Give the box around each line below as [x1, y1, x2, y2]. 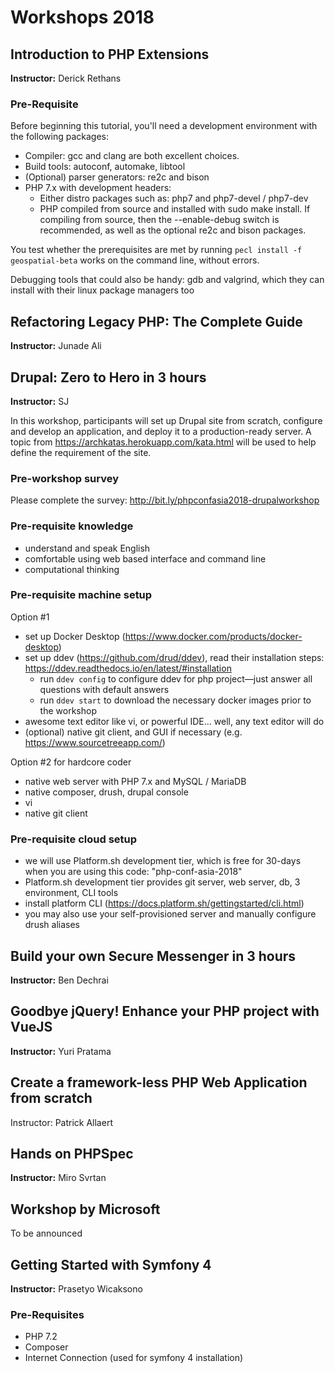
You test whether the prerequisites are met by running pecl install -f [10, 244, 303, 256]
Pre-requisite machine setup [10, 588, 153, 602]
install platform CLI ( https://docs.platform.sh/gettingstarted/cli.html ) [24, 897, 305, 910]
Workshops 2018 [10, 6, 155, 29]
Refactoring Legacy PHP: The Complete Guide [10, 313, 303, 330]
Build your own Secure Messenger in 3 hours [10, 947, 297, 965]
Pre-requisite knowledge [10, 519, 134, 533]
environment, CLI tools [24, 887, 119, 899]
